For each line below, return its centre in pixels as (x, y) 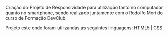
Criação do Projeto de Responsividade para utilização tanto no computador (84, 7)
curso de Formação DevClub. (36, 18)
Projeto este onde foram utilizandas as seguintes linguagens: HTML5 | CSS (84, 28)
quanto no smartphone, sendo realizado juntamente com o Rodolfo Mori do (84, 13)
